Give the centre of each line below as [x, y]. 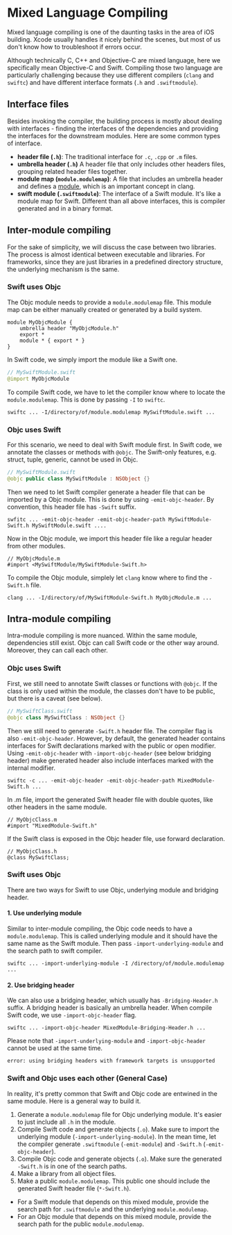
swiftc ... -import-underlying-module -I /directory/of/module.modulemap [116, 964]
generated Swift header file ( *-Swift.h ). [74, 1188]
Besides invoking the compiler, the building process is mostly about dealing [115, 121]
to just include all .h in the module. [66, 1122]
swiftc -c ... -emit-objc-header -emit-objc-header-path [91, 780]
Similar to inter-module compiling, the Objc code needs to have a [100, 929]
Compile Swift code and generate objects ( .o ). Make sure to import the [118, 1129]
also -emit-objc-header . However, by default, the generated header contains [116, 738]
